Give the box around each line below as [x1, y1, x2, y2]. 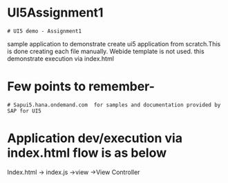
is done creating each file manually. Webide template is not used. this [7, 47, 205, 55]
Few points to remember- [7, 79, 155, 95]
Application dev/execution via [7, 131, 183, 146]
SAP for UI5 [7, 107, 41, 115]
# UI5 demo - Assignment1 [7, 28, 82, 35]
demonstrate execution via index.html [7, 54, 114, 63]
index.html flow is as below [7, 145, 167, 161]
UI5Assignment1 [7, 5, 104, 21]
